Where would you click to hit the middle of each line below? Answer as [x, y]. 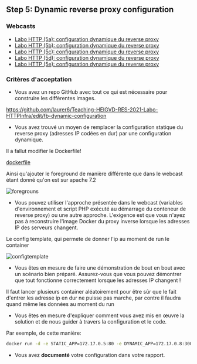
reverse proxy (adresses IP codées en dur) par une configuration [93, 133]
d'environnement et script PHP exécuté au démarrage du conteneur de [100, 209]
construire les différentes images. [55, 98]
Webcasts [21, 26]
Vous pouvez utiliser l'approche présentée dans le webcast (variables [99, 202]
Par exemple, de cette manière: [44, 333]
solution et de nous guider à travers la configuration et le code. [91, 321]
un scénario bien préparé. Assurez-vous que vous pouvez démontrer [98, 274]
